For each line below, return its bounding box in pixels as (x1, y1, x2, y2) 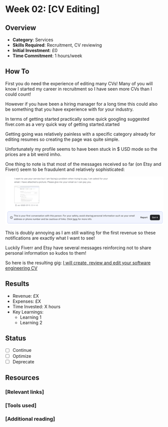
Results (5, 280, 30, 288)
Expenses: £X (12, 298, 41, 304)
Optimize (12, 353, 32, 359)
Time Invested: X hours (12, 303, 61, 309)
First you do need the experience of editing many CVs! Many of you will (5, 80, 153, 86)
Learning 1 (20, 314, 42, 320)
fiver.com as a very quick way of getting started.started (5, 121, 120, 127)
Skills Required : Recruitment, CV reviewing (12, 42, 102, 48)
